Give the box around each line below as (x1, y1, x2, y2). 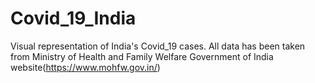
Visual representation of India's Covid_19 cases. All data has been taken (10, 40, 306, 52)
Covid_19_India (10, 7, 137, 30)
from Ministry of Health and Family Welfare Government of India (10, 50, 274, 62)
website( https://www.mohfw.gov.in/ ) (10, 61, 161, 73)
